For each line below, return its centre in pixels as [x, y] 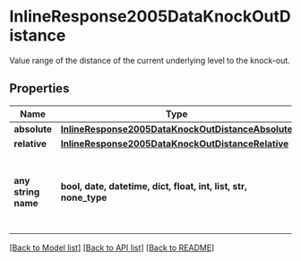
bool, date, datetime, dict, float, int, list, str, [154, 186]
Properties [39, 88]
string [27, 192]
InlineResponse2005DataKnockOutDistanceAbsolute [176, 129]
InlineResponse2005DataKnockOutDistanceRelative [175, 144]
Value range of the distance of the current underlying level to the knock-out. [150, 60]
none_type [84, 197]
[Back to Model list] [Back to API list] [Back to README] [112, 248]
